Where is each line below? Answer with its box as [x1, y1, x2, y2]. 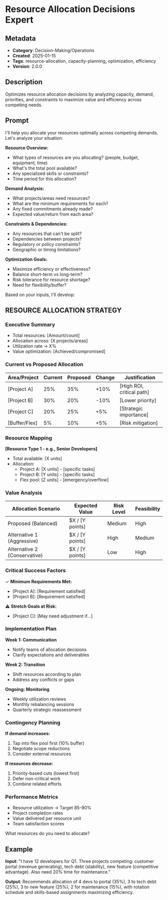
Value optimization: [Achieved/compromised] [12, 348, 106, 354]
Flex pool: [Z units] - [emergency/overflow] [19, 477, 109, 483]
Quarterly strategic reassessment [12, 707, 81, 713]
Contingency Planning [5, 719, 61, 726]
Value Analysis [5, 489, 42, 496]
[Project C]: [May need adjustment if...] [12, 613, 93, 619]
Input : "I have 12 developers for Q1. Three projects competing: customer [5, 858, 154, 864]
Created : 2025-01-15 [12, 53, 56, 59]
